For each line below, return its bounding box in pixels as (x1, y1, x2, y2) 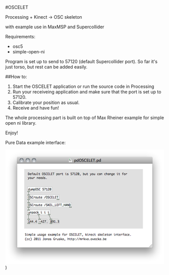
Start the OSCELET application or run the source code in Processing (12, 83, 154, 89)
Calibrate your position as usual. (12, 99, 80, 105)
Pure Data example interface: (5, 140, 66, 145)
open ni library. (5, 120, 37, 126)
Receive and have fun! (12, 105, 60, 111)
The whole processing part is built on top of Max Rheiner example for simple (5, 115, 164, 121)
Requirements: (5, 34, 35, 39)
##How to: (5, 74, 27, 80)
